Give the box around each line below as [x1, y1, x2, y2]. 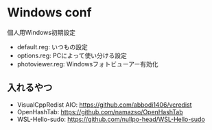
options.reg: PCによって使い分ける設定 [16, 51, 127, 60]
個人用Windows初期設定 [7, 28, 76, 36]
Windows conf [7, 5, 92, 21]
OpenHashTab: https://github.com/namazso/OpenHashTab [16, 107, 183, 116]
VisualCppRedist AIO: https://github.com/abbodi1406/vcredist [16, 101, 192, 109]
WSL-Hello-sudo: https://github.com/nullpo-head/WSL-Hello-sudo [16, 115, 206, 123]
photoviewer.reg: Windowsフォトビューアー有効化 [16, 60, 158, 68]
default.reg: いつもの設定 [16, 42, 88, 51]
